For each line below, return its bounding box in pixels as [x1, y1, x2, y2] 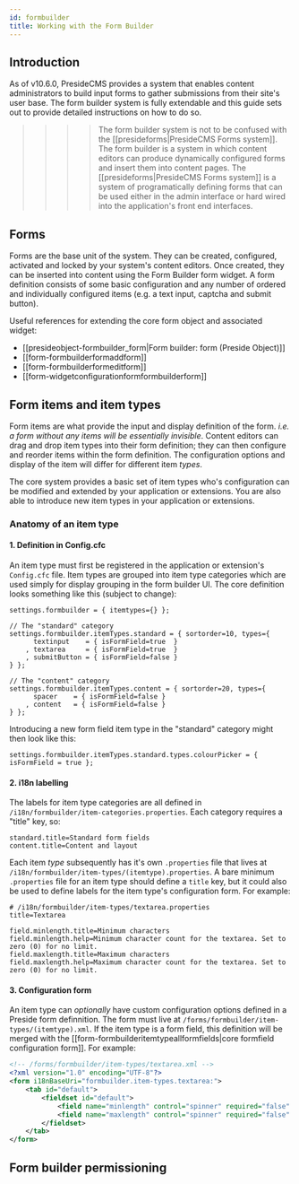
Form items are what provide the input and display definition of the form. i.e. [9, 421, 289, 431]
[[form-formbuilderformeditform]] [21, 361, 147, 372]
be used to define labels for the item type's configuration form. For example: [9, 885, 291, 897]
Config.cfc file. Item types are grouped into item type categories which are [9, 570, 286, 580]
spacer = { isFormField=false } [32, 692, 167, 701]
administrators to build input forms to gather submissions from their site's [9, 88, 280, 99]
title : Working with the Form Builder [9, 22, 154, 30]
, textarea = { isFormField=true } [25, 645, 178, 655]
